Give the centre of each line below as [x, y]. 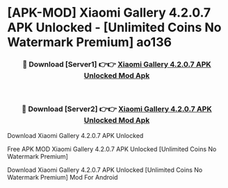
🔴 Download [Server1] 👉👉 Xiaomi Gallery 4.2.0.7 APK [117, 65]
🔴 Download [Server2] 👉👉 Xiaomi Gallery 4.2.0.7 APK [117, 109]
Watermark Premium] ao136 [90, 42]
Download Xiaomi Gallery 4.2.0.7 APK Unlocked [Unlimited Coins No [105, 170]
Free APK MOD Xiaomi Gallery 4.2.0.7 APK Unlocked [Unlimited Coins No [112, 149]
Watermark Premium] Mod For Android [63, 177]
